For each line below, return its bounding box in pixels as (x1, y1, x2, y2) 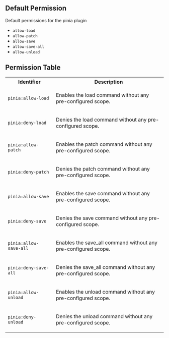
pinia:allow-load (8, 95, 49, 101)
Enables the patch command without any (56, 141, 152, 148)
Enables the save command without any (56, 190, 150, 197)
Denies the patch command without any (56, 165, 150, 172)
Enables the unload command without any (56, 288, 155, 295)
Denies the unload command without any (56, 313, 153, 320)
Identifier (18, 78, 41, 85)
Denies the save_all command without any (56, 263, 155, 270)
